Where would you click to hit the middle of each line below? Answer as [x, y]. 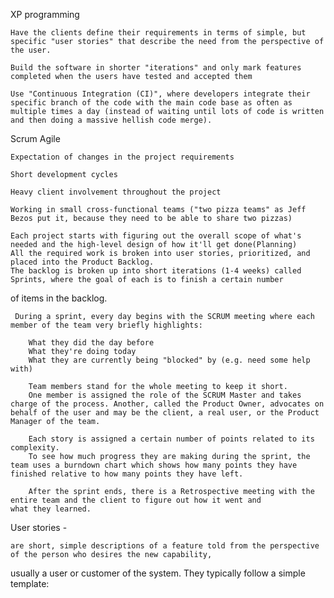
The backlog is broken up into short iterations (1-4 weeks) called [156, 271]
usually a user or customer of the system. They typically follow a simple [158, 573]
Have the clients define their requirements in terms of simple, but [158, 33]
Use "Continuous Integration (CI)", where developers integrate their [160, 94]
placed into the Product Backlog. [82, 262]
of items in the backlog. [59, 298]
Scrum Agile [35, 138]
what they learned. [51, 509]
